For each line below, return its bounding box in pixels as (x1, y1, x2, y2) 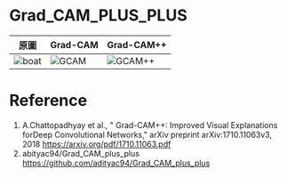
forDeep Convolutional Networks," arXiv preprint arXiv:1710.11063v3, (21, 129, 273, 140)
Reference (9, 91, 87, 111)
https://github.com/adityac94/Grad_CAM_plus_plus (21, 157, 211, 168)
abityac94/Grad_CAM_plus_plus (21, 148, 140, 158)
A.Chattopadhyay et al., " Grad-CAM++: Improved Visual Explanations (21, 119, 278, 130)
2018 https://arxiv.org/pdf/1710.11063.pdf (21, 139, 171, 149)
